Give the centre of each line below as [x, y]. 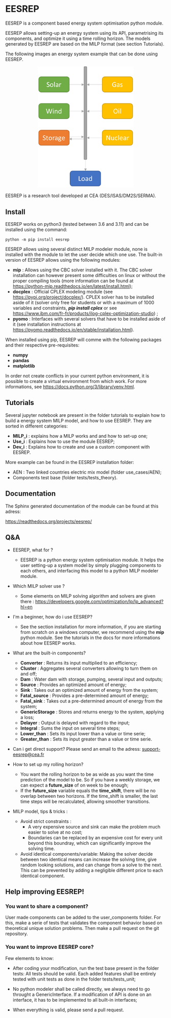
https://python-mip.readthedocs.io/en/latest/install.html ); [72, 286]
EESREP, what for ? [33, 550]
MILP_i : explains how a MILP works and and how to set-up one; [80, 436]
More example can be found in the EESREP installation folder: [70, 462]
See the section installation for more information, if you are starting [91, 627]
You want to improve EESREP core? [50, 947]
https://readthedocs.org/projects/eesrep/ [48, 521]
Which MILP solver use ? [39, 586]
